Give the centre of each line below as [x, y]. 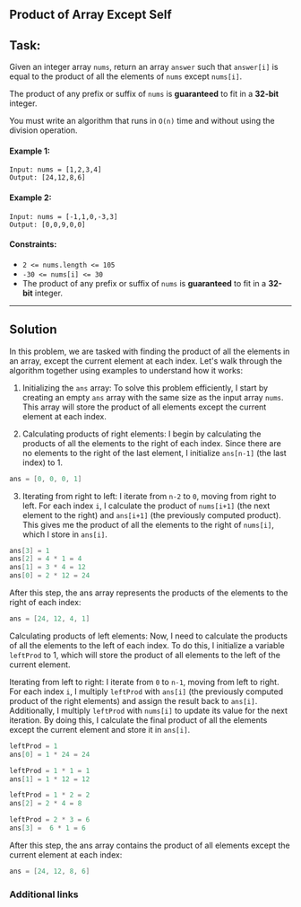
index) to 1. [43, 462]
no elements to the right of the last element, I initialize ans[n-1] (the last [154, 453]
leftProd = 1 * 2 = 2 [50, 795]
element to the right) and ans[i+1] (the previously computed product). [151, 515]
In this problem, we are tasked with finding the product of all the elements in [150, 351]
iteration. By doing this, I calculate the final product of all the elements [138, 720]
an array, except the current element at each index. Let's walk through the [146, 361]
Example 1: [30, 151]
